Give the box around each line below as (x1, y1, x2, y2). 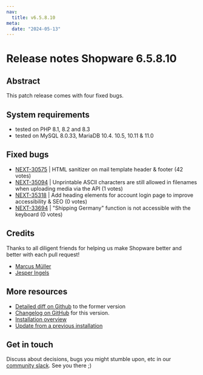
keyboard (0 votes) (15, 210, 63, 218)
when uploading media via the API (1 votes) (15, 185, 123, 192)
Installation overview (15, 316, 67, 323)
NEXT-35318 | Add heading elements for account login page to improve (15, 191, 194, 199)
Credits (6, 228, 35, 239)
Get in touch (6, 339, 53, 350)
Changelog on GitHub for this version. (15, 309, 110, 316)
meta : (6, 20, 20, 26)
